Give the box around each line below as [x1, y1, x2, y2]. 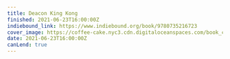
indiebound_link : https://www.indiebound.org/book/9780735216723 [7, 22, 197, 29]
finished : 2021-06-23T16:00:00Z [7, 16, 99, 23]
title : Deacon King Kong [7, 9, 78, 17]
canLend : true [7, 41, 48, 48]
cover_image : [7, 28, 44, 36]
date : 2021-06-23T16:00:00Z [7, 35, 88, 42]
